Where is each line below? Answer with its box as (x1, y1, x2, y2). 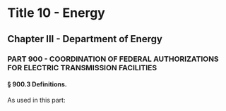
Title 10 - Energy (7, 5, 106, 21)
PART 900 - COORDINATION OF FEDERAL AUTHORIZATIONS (7, 54, 219, 64)
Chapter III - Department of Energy (7, 33, 162, 45)
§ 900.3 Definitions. (7, 80, 67, 89)
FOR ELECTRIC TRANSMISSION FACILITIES (7, 63, 157, 72)
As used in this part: (7, 96, 66, 104)
